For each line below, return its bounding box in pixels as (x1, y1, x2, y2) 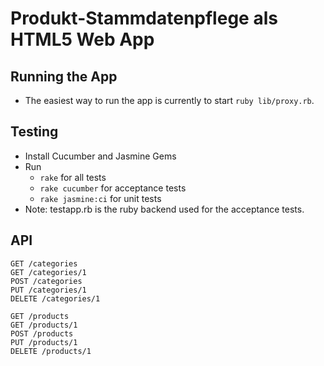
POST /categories (10, 276, 83, 286)
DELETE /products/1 (10, 346, 92, 356)
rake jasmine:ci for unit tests (39, 192, 162, 204)
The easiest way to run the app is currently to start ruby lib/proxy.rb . (24, 95, 315, 106)
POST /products (10, 328, 74, 339)
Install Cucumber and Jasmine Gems (24, 150, 177, 162)
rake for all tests (39, 171, 107, 183)
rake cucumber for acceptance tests (39, 182, 187, 194)
